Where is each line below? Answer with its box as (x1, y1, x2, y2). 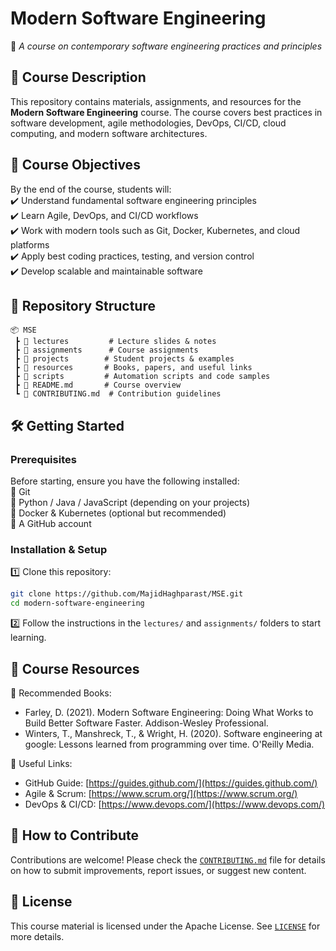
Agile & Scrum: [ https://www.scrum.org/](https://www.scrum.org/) (24, 787, 298, 799)
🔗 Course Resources (10, 660, 140, 677)
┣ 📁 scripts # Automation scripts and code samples (14, 372, 271, 382)
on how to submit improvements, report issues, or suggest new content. (10, 864, 307, 876)
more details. (10, 930, 65, 942)
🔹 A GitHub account (10, 518, 92, 530)
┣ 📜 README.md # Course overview (14, 380, 182, 391)
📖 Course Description (10, 69, 147, 86)
